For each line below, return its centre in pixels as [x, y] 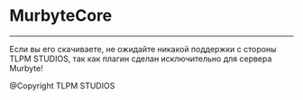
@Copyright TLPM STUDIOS [62, 86]
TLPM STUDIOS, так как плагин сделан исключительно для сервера [141, 59]
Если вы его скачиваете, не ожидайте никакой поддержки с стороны [143, 49]
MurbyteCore [61, 16]
